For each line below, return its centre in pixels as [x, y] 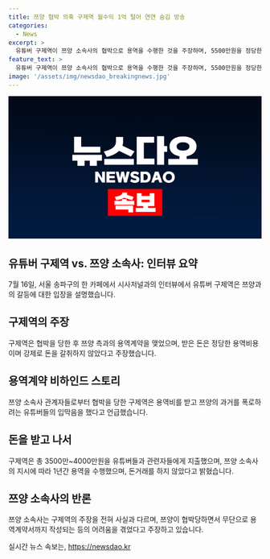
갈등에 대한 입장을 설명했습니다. [66, 295]
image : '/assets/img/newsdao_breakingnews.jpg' [90, 77]
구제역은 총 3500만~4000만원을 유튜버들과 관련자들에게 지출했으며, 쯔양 [123, 461]
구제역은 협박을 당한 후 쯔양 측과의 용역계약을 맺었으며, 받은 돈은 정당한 [120, 343]
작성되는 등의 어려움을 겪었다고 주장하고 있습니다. [127, 530]
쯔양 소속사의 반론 [50, 498]
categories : [28, 25]
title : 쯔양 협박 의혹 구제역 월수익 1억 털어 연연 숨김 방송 [97, 17]
